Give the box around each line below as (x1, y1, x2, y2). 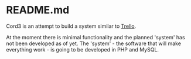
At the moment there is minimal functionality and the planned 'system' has (6, 34, 186, 40)
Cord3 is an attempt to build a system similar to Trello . (6, 23, 137, 30)
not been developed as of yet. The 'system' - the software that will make (6, 40, 182, 47)
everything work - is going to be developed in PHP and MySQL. (6, 46, 159, 53)
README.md (6, 3, 70, 17)
